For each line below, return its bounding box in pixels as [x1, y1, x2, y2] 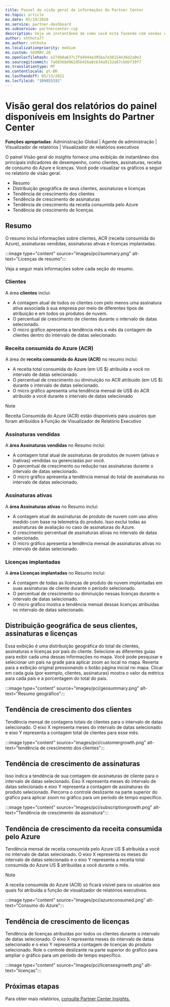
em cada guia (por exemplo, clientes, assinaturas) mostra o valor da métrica [5, 670, 164, 676]
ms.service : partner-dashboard [5, 21, 71, 27]
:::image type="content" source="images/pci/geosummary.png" [5, 685, 139, 691]
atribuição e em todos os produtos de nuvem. [12, 310, 108, 317]
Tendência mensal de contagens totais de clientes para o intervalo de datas [5, 718, 163, 725]
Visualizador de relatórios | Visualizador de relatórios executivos [5, 144, 139, 150]
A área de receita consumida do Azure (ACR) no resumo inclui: [5, 356, 138, 362]
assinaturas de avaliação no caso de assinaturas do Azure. [12, 524, 136, 530]
